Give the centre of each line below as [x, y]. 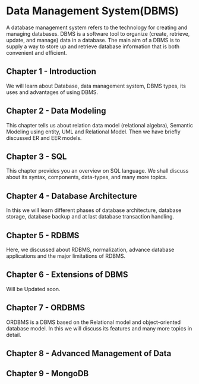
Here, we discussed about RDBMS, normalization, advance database [90, 249]
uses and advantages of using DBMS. [52, 92]
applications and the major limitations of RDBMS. [66, 256]
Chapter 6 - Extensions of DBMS [67, 275]
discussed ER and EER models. [44, 138]
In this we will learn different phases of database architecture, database [94, 210]
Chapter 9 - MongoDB [48, 374]
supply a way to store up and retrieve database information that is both [93, 46]
